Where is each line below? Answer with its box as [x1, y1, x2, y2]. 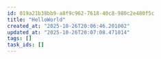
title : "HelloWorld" [7, 16, 66, 23]
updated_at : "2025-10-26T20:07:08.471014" [7, 28, 130, 36]
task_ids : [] [7, 41, 45, 48]
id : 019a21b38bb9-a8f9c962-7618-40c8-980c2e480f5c [7, 9, 155, 17]
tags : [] [7, 35, 32, 42]
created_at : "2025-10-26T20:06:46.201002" [7, 22, 130, 29]
